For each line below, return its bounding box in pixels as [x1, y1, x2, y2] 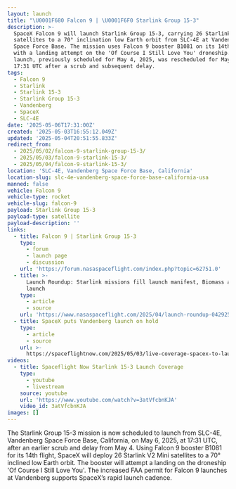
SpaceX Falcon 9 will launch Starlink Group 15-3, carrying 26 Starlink [13, 30, 231, 37]
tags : [7, 69, 23, 76]
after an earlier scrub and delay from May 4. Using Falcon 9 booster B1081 [7, 444, 223, 452]
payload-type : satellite [7, 213, 80, 220]
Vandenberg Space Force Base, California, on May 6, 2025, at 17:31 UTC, [7, 436, 218, 444]
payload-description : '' [7, 220, 80, 227]
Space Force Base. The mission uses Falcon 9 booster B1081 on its [13, 43, 216, 50]
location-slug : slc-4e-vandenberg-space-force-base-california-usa [7, 174, 209, 181]
